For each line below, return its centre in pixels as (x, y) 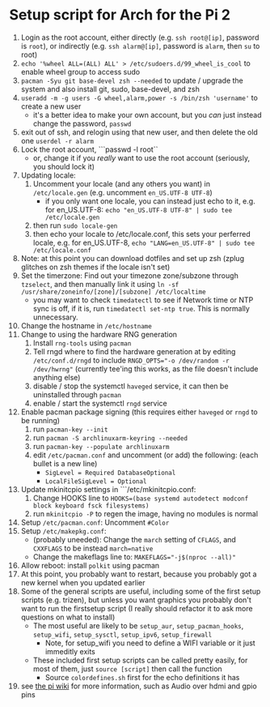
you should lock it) (64, 166)
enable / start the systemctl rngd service (100, 403)
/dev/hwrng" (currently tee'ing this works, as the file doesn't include (146, 368)
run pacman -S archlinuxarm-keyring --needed (110, 437)
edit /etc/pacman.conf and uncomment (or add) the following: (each (146, 455)
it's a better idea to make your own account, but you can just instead (147, 114)
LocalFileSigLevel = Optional (96, 481)
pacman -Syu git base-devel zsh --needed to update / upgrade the (132, 80)
